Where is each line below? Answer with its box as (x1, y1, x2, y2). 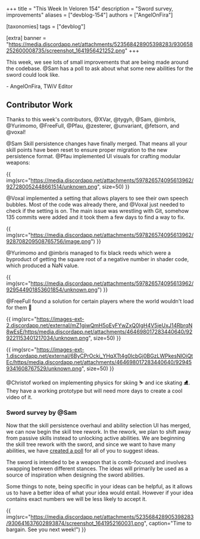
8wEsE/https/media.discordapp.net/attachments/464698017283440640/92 (6, 328, 193, 335)
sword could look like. (6, 71, 60, 78)
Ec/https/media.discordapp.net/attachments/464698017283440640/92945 (6, 358, 192, 365)
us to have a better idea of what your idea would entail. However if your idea (6, 489, 193, 496)
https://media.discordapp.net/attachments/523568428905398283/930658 (8, 41, 193, 48)
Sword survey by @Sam (6, 408, 77, 416)
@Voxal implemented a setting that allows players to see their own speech (6, 195, 189, 202)
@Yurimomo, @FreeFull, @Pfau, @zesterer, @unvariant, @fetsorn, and (6, 122, 180, 129)
